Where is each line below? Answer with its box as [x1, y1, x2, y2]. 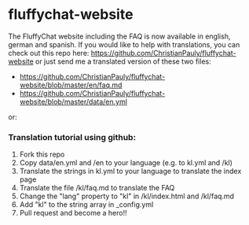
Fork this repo [19, 149, 65, 159]
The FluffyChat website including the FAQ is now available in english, [8, 31, 231, 41]
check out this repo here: [8, 48, 90, 57]
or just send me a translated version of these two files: [35, 57, 211, 66]
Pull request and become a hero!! [19, 208, 127, 218]
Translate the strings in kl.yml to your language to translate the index [19, 167, 242, 176]
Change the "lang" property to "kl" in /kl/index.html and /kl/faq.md [19, 191, 234, 201]
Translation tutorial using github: [8, 131, 136, 142]
